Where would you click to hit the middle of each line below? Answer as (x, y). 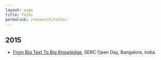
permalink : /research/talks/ (36, 19)
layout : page (19, 10)
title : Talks (19, 15)
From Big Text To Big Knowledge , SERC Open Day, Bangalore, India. (84, 52)
